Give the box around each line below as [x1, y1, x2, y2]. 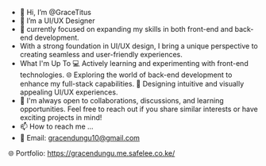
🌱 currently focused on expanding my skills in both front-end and [19, 25, 233, 33]
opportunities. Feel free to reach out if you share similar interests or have [19, 104, 258, 114]
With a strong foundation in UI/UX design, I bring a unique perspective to [19, 41, 258, 51]
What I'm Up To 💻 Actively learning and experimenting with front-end [19, 59, 249, 68]
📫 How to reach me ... [19, 122, 94, 131]
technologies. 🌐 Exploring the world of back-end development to [19, 70, 233, 79]
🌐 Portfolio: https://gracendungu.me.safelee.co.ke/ [8, 149, 175, 158]
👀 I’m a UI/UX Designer [19, 16, 95, 25]
